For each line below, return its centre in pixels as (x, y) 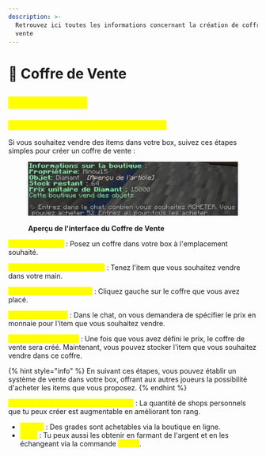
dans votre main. (36, 275)
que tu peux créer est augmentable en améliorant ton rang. (104, 411)
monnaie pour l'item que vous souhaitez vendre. (87, 323)
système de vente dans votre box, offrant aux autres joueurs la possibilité (128, 379)
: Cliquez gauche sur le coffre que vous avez (167, 291)
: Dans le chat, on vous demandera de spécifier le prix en (163, 315)
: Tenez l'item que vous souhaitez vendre (173, 267)
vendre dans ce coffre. (46, 355)
